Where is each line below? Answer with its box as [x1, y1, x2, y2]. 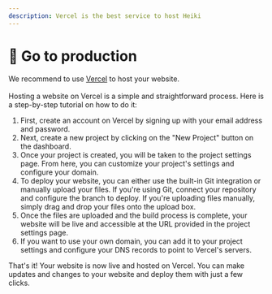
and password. [19, 123, 71, 134]
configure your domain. [19, 167, 99, 177]
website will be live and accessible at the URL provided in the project [19, 218, 251, 228]
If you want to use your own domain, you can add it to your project [19, 236, 244, 246]
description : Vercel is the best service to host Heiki [8, 11, 201, 20]
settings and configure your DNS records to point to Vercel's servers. [19, 244, 252, 254]
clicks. [8, 278, 30, 288]
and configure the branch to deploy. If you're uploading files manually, [19, 192, 256, 203]
